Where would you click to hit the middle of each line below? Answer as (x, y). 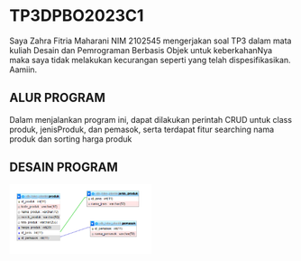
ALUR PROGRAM (58, 98)
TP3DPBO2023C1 (77, 16)
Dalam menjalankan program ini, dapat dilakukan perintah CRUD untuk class (151, 119)
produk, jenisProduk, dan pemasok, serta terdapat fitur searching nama (142, 129)
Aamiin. (23, 70)
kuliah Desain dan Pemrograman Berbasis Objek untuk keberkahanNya (141, 50)
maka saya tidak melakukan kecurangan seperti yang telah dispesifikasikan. (150, 60)
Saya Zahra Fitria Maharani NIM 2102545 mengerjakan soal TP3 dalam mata (150, 41)
